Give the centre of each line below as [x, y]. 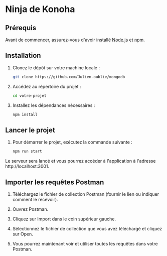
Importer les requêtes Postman [55, 182]
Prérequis [21, 28]
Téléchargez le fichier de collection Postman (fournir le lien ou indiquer [86, 194]
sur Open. [23, 234]
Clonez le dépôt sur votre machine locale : [56, 68]
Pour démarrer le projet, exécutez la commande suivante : [72, 142]
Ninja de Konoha [40, 9]
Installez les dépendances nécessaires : [54, 105]
